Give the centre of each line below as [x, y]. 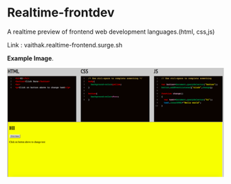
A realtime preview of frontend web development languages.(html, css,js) [111, 32]
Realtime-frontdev [61, 13]
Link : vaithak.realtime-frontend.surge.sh [65, 45]
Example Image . [30, 58]
